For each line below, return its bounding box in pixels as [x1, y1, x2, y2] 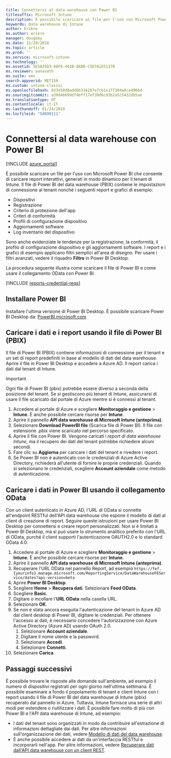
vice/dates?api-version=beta [13, 575, 75, 580]
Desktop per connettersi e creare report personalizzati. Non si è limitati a [6, 523, 158, 530]
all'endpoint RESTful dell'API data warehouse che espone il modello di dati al [6, 512, 166, 518]
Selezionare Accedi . [20, 639, 63, 645]
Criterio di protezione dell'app [13, 207, 76, 213]
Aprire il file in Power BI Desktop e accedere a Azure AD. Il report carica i [6, 360, 158, 367]
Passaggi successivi [6, 665, 73, 673]
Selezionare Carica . [13, 650, 55, 656]
